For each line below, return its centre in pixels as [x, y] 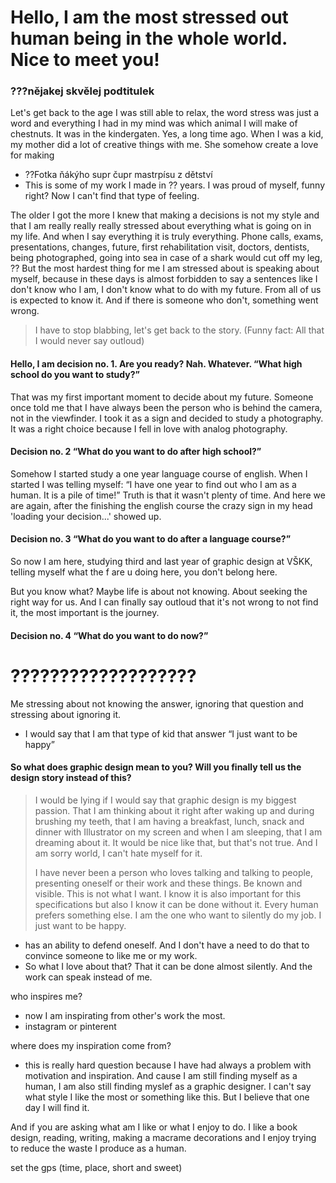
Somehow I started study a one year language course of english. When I [159, 473]
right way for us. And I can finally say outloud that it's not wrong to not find [164, 602]
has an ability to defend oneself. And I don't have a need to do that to [167, 945]
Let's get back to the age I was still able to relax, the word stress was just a [165, 113]
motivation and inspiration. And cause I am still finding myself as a [161, 1075]
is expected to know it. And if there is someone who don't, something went [164, 300]
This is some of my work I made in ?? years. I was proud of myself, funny [175, 185]
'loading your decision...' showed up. [86, 516]
